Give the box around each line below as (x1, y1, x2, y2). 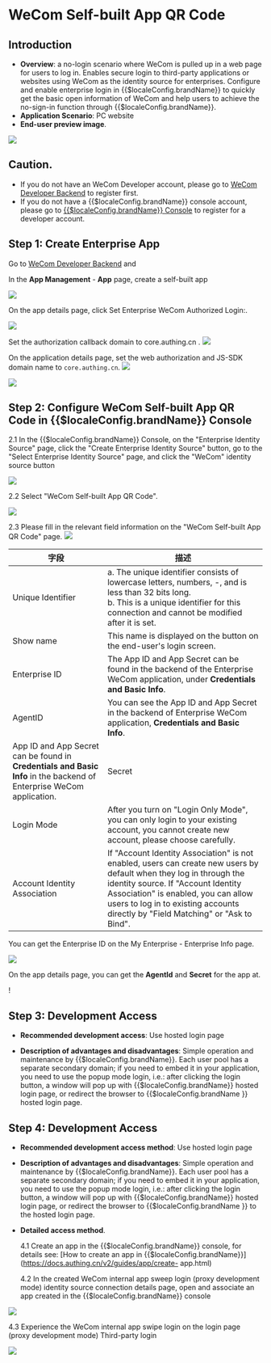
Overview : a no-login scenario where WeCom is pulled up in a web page (19, 59, 262, 69)
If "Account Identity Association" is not (107, 847, 254, 859)
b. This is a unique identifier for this (107, 597, 241, 608)
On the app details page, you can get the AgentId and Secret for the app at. (8, 970, 261, 980)
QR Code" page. (8, 532, 63, 542)
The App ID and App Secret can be (107, 653, 240, 665)
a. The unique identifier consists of (107, 567, 240, 578)
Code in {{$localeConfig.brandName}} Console (8, 414, 252, 428)
